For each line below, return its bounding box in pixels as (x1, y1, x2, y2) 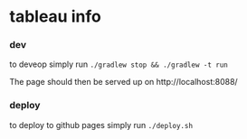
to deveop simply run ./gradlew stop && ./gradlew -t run (9, 59, 228, 69)
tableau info (9, 6, 101, 27)
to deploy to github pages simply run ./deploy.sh (9, 119, 193, 130)
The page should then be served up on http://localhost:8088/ (9, 77, 238, 88)
